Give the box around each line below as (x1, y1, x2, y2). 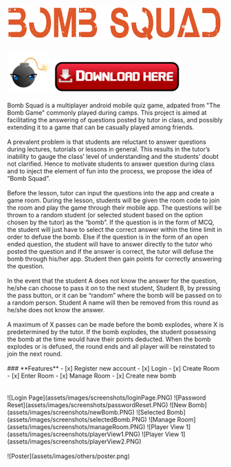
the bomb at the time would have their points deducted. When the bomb (7, 335, 211, 343)
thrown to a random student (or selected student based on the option (7, 211, 203, 219)
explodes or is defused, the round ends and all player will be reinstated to (7, 343, 215, 351)
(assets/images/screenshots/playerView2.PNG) (7, 437, 142, 446)
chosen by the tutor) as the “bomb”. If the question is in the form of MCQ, (7, 218, 214, 226)
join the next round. (7, 350, 63, 358)
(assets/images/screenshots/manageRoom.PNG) (7, 423, 146, 431)
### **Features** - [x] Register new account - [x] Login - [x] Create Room (7, 365, 220, 373)
